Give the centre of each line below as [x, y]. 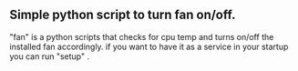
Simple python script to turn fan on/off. [123, 15]
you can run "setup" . [49, 56]
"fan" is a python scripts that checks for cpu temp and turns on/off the [142, 36]
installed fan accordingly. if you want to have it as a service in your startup [149, 46]
